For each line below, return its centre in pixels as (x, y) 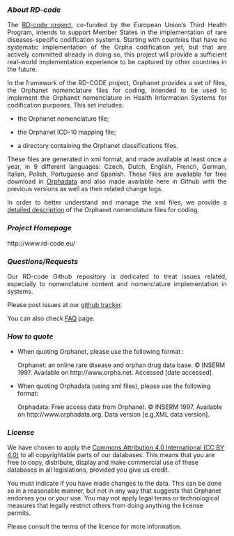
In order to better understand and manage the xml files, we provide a (117, 202)
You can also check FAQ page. (51, 318)
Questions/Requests (43, 261)
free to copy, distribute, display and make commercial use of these (103, 463)
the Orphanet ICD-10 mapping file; (67, 132)
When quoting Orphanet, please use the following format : (101, 352)
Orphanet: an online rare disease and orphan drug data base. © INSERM (121, 365)
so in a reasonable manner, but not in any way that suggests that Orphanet (114, 491)
